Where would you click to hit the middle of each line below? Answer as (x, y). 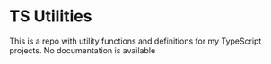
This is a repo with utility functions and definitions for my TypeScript (135, 41)
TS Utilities (51, 16)
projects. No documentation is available (83, 50)
